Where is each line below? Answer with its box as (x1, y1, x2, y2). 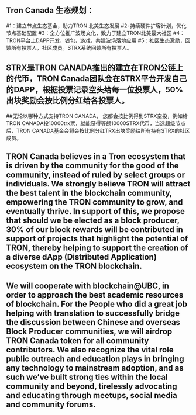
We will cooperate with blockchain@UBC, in (6, 281, 170, 291)
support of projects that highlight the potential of (6, 234, 188, 244)
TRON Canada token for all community (6, 336, 149, 346)
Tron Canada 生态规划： (6, 5, 95, 16)
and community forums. (6, 400, 96, 410)
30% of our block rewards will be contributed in (6, 224, 183, 235)
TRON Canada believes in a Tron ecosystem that (6, 151, 186, 162)
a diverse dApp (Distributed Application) (6, 252, 157, 262)
